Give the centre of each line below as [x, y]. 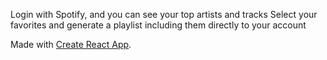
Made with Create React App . [71, 44]
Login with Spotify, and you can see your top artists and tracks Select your [164, 14]
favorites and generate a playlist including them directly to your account [158, 25]
